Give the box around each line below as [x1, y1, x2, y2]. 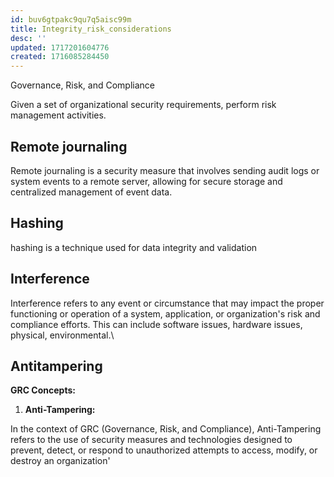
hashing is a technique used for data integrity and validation [10, 241, 258, 253]
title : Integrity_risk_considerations [10, 24, 172, 34]
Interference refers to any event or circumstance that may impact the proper [10, 297, 325, 309]
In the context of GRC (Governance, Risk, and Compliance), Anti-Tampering [10, 423, 322, 435]
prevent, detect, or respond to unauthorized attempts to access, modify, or [10, 444, 318, 456]
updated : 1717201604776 [10, 42, 110, 53]
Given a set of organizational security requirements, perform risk [10, 99, 277, 111]
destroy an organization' [10, 455, 111, 467]
